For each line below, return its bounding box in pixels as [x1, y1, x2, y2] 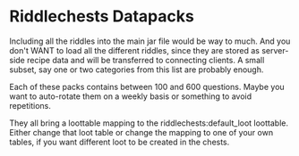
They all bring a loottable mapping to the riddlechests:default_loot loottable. [9, 118, 289, 128]
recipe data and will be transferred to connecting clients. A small [26, 54, 265, 65]
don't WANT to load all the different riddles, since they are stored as [9, 45, 261, 55]
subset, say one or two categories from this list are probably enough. [9, 64, 264, 75]
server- [261, 45, 289, 55]
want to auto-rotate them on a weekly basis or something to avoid [9, 91, 252, 102]
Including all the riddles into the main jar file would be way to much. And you [9, 36, 291, 46]
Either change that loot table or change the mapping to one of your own [9, 127, 274, 137]
